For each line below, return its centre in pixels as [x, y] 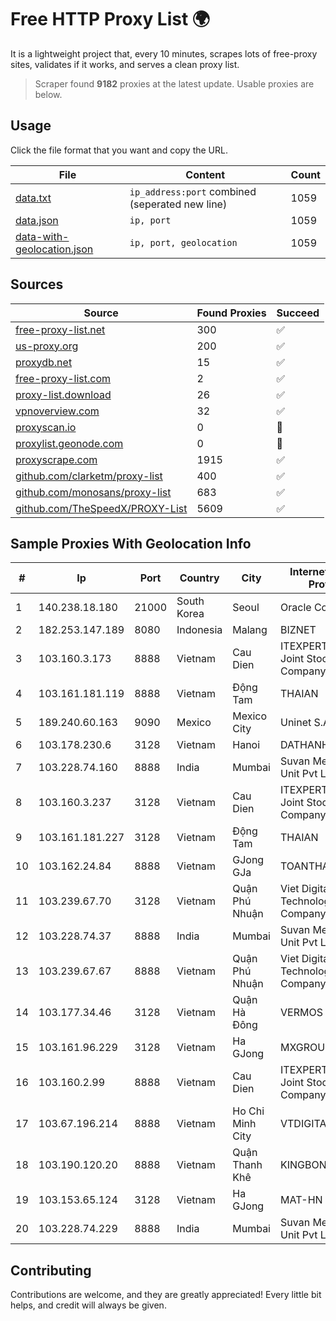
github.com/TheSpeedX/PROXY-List [101, 508]
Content [205, 174]
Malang [250, 630]
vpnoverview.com [57, 411]
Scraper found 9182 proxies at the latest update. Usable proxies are [174, 83]
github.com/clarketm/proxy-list [89, 476]
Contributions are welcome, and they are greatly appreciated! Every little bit [166, 1295]
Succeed [298, 313]
